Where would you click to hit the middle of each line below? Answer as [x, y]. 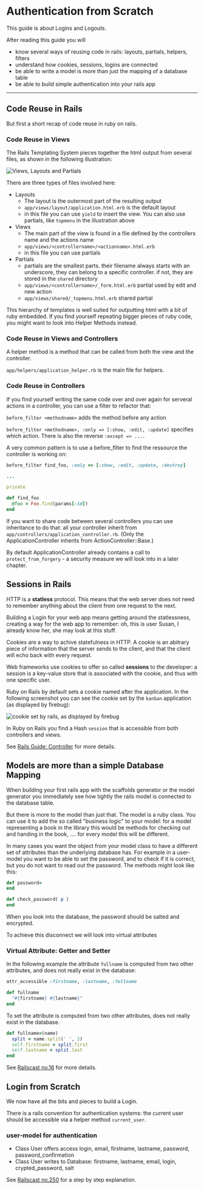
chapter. [17, 565]
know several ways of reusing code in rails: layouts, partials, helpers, [101, 51]
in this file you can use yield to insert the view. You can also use [105, 214]
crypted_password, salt [44, 1168]
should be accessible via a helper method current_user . [76, 1120]
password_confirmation [45, 1155]
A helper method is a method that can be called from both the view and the [100, 352]
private [16, 487]
